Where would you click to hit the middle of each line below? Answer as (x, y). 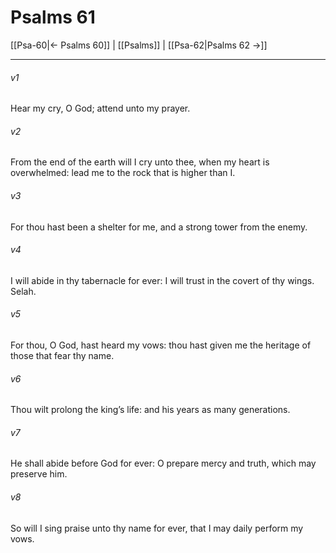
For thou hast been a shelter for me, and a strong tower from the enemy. (159, 227)
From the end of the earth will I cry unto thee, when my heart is (140, 162)
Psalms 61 (53, 17)
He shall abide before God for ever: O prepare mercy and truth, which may (163, 463)
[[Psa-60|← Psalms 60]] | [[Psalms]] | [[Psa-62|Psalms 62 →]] (139, 45)
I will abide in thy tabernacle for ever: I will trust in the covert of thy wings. (162, 280)
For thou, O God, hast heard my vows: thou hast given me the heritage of (161, 345)
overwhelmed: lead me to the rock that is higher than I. (123, 173)
